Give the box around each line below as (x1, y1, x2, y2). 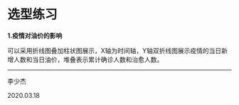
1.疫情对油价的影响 (7, 31, 63, 40)
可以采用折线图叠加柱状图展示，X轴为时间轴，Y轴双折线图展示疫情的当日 (7, 46, 222, 55)
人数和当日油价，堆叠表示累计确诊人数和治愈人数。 (13, 55, 164, 64)
